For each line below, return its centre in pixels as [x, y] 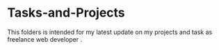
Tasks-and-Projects [66, 13]
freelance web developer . [45, 39]
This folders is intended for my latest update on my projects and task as [110, 32]
